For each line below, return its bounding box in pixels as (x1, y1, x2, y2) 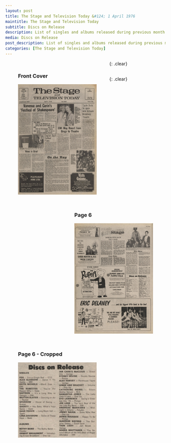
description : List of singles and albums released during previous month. (5, 30, 167, 35)
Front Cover (18, 72, 48, 79)
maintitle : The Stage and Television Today (5, 19, 99, 24)
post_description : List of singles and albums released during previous (5, 41, 163, 46)
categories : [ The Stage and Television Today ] (5, 46, 106, 51)
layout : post (5, 8, 33, 13)
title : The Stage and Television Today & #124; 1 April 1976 (5, 13, 136, 19)
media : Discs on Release (5, 35, 58, 40)
